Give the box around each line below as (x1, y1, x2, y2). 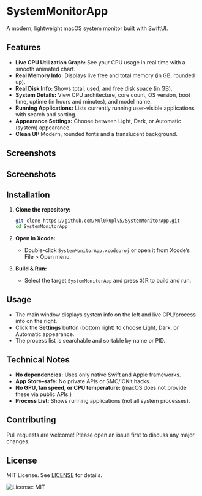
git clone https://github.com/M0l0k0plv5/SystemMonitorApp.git (15, 218, 181, 224)
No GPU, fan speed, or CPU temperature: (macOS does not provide (15, 384, 187, 391)
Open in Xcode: (15, 235, 56, 242)
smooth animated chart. (15, 65, 76, 72)
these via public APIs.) (15, 391, 72, 398)
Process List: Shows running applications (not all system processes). (15, 397, 190, 404)
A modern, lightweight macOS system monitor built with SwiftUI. (6, 25, 168, 32)
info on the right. (15, 317, 58, 324)
